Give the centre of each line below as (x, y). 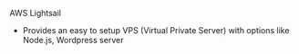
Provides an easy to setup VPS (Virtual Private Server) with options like (156, 30)
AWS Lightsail (36, 13)
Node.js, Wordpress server (73, 40)
